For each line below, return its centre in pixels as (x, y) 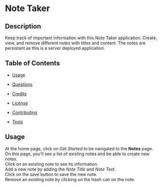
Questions (22, 84)
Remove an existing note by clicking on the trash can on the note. (70, 179)
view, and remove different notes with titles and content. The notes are (75, 43)
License (20, 103)
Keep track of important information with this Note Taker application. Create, (81, 38)
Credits (19, 93)
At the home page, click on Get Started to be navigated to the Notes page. (79, 148)
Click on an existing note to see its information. (52, 164)
